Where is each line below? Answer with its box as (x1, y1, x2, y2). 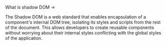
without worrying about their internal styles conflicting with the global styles (5, 30, 162, 35)
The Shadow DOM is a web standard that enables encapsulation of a (5, 14, 146, 19)
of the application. (5, 35, 42, 41)
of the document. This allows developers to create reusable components (5, 24, 155, 30)
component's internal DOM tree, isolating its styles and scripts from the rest (5, 19, 161, 25)
